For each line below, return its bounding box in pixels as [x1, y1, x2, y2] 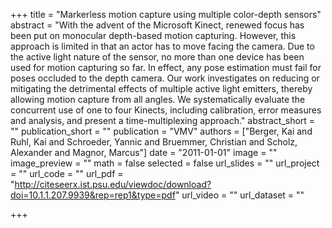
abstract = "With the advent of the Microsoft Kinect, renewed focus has [10, 19, 305, 31]
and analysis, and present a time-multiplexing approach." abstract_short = [10, 115, 316, 126]
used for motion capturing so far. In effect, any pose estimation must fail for [10, 62, 322, 73]
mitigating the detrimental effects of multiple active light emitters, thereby [10, 83, 313, 94]
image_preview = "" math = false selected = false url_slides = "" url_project [10, 157, 320, 169]
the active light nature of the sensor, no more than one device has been [10, 51, 305, 63]
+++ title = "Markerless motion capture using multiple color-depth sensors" [10, 9, 322, 20]
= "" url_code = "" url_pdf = [10, 168, 124, 179]
